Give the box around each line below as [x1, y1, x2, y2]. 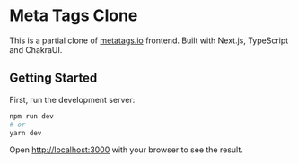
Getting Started [9, 71, 98, 86]
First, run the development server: [9, 94, 136, 105]
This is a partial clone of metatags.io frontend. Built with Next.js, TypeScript [9, 35, 289, 46]
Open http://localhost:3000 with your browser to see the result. [9, 144, 244, 155]
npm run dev [9, 111, 54, 121]
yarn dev [9, 128, 42, 137]
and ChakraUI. [9, 44, 63, 55]
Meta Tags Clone [9, 5, 138, 26]
